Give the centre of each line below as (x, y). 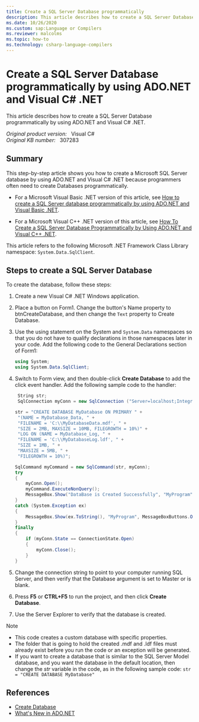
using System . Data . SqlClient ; (52, 367)
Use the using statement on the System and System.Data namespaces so (103, 332)
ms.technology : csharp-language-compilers (59, 45)
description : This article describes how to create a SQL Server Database (100, 17)
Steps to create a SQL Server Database (79, 271)
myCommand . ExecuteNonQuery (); (63, 489)
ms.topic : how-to (28, 39)
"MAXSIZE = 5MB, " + (43, 451)
